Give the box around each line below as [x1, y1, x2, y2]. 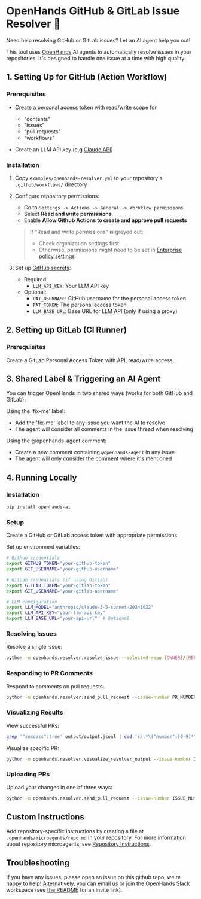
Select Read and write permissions [23, 210, 112, 217]
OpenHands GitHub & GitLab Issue [6, 4, 180, 18]
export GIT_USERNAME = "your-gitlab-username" [6, 588, 119, 594]
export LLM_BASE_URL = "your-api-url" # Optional [6, 615, 130, 622]
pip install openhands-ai [6, 504, 71, 510]
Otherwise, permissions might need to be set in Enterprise [38, 246, 182, 253]
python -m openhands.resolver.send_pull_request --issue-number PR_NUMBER [6, 694, 197, 700]
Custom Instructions [6, 812, 85, 822]
